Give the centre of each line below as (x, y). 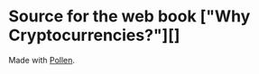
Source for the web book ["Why (129, 16)
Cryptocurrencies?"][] (94, 35)
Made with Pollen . (42, 60)
